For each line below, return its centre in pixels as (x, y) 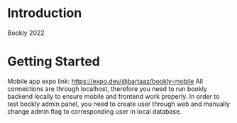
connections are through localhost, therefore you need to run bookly (107, 89)
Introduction (45, 13)
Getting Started (54, 61)
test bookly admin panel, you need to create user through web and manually (119, 104)
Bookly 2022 (26, 33)
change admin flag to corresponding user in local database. (95, 111)
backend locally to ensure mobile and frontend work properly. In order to (114, 96)
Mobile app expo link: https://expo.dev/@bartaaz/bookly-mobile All (105, 81)
